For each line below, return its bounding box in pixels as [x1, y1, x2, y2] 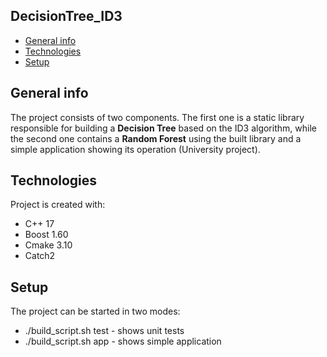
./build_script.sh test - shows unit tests [24, 325, 185, 337]
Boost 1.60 [24, 229, 69, 241]
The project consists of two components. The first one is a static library [10, 111, 305, 123]
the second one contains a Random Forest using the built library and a [10, 132, 302, 144]
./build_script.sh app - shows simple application [24, 335, 222, 348]
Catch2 [24, 250, 56, 262]
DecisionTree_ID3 [10, 8, 123, 25]
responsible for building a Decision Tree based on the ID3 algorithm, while [10, 122, 317, 134]
